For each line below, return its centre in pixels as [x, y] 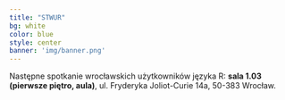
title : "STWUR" [38, 17]
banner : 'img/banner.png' [57, 51]
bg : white [28, 26]
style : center [36, 42]
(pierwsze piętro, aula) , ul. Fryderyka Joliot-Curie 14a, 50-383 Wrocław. [143, 86]
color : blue [31, 34]
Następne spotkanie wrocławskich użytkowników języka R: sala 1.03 [135, 76]
